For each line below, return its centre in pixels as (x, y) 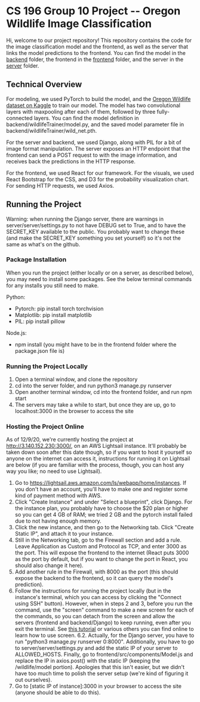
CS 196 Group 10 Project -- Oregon (93, 11)
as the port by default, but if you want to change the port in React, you (101, 559)
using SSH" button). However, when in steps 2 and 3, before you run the (104, 604)
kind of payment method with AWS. (59, 496)
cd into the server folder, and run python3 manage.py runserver (93, 386)
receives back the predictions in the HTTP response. (71, 161)
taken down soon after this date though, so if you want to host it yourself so (99, 452)
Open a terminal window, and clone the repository (76, 379)
